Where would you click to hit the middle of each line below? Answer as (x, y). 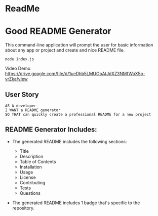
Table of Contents (38, 162)
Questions (30, 193)
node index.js (20, 59)
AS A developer (21, 106)
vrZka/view (17, 79)
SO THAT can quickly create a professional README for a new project (78, 114)
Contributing (32, 182)
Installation (31, 167)
